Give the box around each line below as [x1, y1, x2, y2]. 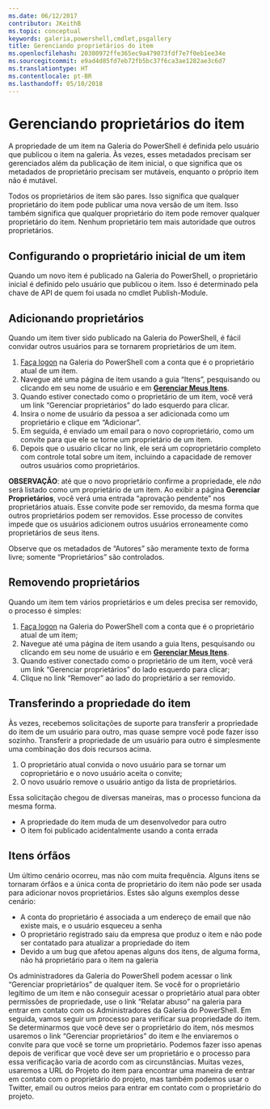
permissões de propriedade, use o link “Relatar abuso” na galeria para [8, 996, 243, 1006]
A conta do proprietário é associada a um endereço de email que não [19, 912, 251, 922]
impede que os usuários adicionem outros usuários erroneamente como [8, 519, 249, 529]
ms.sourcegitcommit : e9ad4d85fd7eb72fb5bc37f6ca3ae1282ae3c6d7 [8, 58, 226, 66]
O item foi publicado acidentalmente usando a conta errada [19, 825, 218, 835]
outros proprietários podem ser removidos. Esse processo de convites [8, 511, 243, 521]
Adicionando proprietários [8, 311, 144, 325]
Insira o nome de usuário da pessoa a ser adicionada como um [19, 409, 230, 419]
